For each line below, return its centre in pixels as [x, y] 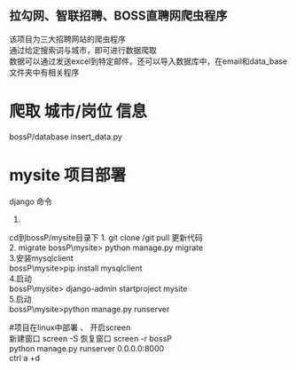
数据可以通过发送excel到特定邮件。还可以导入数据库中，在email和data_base [148, 61]
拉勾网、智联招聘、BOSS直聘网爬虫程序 [118, 16]
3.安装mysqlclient [41, 258]
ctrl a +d [25, 358]
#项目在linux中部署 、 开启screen [70, 327]
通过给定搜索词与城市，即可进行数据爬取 [83, 50]
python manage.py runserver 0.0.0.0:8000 [87, 348]
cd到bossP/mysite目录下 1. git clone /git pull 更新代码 [106, 237]
